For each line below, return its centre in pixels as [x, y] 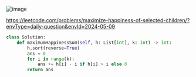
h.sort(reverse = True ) [54, 48]
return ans [40, 70]
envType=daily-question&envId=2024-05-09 [61, 27]
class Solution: [26, 37]
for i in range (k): [51, 59]
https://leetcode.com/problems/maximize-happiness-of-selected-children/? [98, 20]
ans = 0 [36, 53]
